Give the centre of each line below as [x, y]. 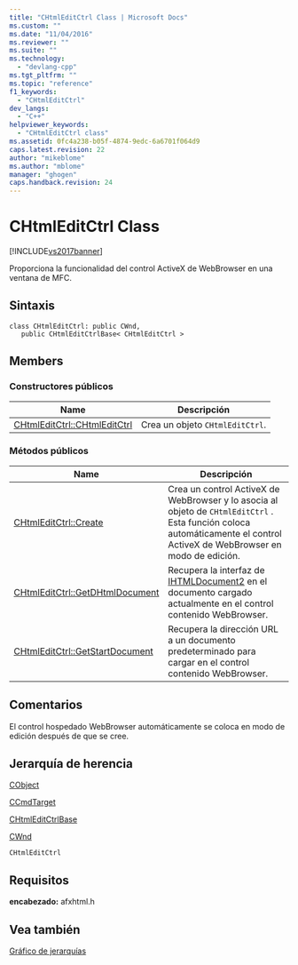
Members [36, 361]
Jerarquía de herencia [71, 764]
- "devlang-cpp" [47, 68]
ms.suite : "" [33, 51]
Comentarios [46, 705]
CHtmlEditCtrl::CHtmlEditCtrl [73, 425]
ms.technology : [37, 59]
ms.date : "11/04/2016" [51, 34]
